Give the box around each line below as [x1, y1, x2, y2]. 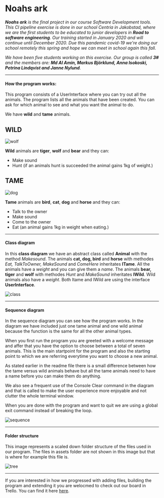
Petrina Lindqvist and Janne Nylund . [5, 64, 82, 71]
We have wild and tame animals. [5, 111, 71, 117]
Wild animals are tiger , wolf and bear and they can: [5, 147, 109, 154]
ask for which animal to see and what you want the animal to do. [5, 102, 134, 108]
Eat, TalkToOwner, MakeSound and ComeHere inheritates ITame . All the [5, 261, 150, 267]
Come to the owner [12, 219, 51, 225]
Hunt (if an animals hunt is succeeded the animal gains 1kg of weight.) [12, 162, 153, 168]
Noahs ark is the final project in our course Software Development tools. [5, 19, 151, 25]
